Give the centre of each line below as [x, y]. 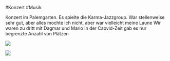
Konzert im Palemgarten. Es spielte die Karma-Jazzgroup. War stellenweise [85, 17]
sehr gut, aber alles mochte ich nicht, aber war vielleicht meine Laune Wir [83, 23]
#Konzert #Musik [24, 7]
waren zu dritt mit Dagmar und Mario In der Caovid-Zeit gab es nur [76, 28]
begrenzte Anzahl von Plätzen [37, 34]
